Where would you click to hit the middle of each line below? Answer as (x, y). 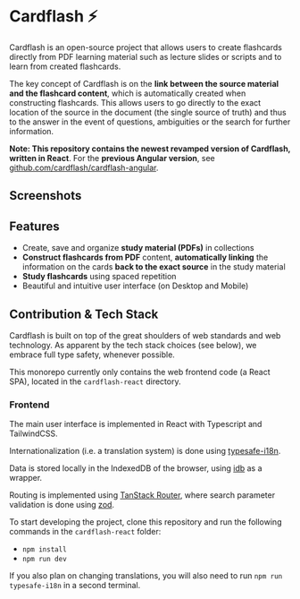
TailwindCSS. (33, 433)
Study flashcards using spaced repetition (99, 277)
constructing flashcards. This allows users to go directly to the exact (135, 102)
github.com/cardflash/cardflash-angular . (84, 167)
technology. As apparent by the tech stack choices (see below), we (133, 345)
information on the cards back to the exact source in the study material (154, 267)
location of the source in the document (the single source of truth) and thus (148, 112)
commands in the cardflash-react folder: (85, 532)
